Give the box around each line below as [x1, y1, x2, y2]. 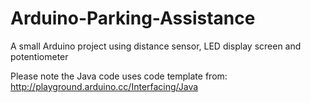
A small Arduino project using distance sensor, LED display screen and [10, 40, 302, 52]
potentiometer [10, 50, 69, 62]
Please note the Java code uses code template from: [10, 70, 228, 82]
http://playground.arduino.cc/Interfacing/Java [10, 80, 199, 92]
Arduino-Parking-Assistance [10, 7, 256, 30]
